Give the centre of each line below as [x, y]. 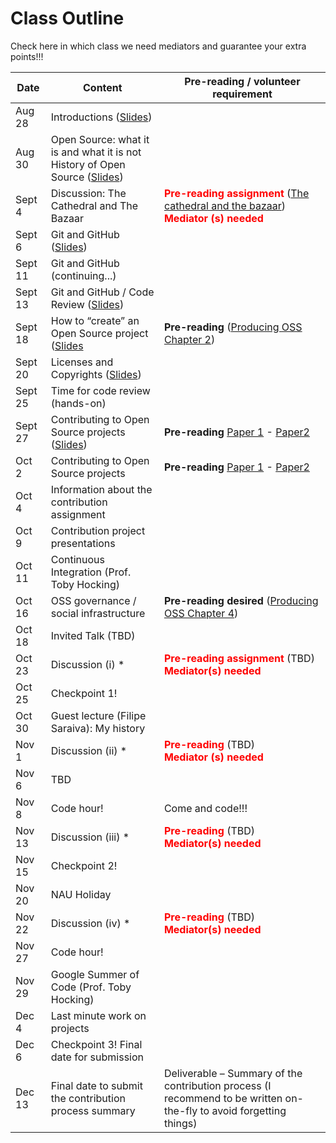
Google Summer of [95, 974]
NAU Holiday [81, 894]
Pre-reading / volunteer [242, 81]
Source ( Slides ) [87, 177]
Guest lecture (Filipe [98, 715]
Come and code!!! [205, 808]
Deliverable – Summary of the [233, 1073]
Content [102, 87]
